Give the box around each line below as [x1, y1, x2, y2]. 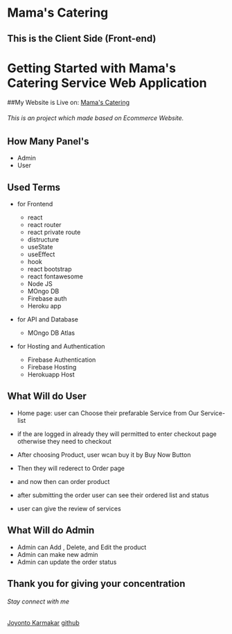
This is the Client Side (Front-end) [7, 33, 157, 44]
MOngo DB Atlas [27, 328, 75, 337]
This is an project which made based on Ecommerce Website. [7, 114, 184, 122]
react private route [27, 228, 81, 236]
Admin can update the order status [17, 558, 117, 566]
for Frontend [17, 199, 53, 208]
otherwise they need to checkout [17, 437, 112, 445]
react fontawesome [27, 272, 83, 281]
